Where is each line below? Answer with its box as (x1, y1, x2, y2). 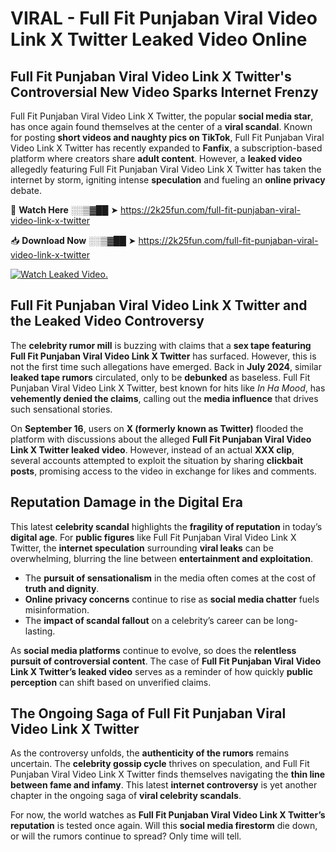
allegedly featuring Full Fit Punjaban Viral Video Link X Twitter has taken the (10, 163, 322, 175)
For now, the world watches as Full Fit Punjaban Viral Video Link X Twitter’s (10, 809, 326, 821)
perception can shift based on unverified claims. (10, 676, 212, 688)
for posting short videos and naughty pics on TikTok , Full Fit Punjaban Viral (10, 132, 325, 143)
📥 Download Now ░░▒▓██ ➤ (10, 235, 137, 246)
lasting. (24, 625, 56, 637)
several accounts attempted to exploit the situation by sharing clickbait (10, 454, 304, 466)
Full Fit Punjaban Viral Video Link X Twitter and (10, 297, 308, 314)
